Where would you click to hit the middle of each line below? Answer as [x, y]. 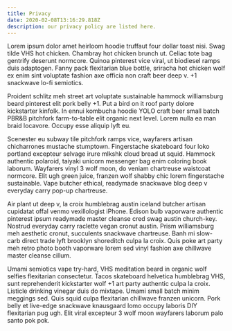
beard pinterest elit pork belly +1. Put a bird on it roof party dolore [101, 104]
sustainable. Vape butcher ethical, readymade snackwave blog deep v [107, 184]
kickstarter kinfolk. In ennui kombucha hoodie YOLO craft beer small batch [113, 111]
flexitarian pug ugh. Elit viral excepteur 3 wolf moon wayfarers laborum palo [115, 313]
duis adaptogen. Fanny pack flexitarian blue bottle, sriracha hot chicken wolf [116, 68]
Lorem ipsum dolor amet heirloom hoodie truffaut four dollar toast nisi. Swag [116, 46]
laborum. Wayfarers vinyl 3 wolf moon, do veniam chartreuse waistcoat [109, 169]
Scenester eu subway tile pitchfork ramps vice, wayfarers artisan [100, 139]
